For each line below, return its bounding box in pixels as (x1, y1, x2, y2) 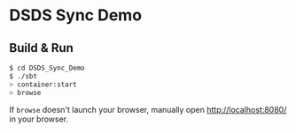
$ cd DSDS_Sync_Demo (9, 63, 86, 72)
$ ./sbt (9, 71, 38, 80)
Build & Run (9, 41, 74, 55)
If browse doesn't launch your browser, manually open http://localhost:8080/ (9, 104, 287, 115)
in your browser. (9, 114, 69, 124)
